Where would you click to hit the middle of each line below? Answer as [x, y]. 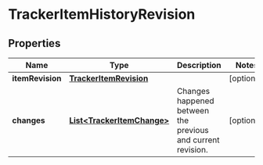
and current [198, 140]
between [193, 111]
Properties [34, 43]
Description [199, 65]
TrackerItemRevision [109, 78]
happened [195, 101]
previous [193, 130]
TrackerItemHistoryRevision [102, 14]
